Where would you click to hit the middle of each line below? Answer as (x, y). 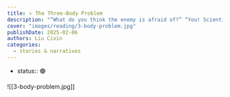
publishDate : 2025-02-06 (42, 32)
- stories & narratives (47, 52)
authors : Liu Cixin (35, 39)
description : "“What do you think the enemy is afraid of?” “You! (104, 20)
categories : (24, 45)
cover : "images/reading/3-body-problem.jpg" (72, 26)
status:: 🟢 (31, 71)
